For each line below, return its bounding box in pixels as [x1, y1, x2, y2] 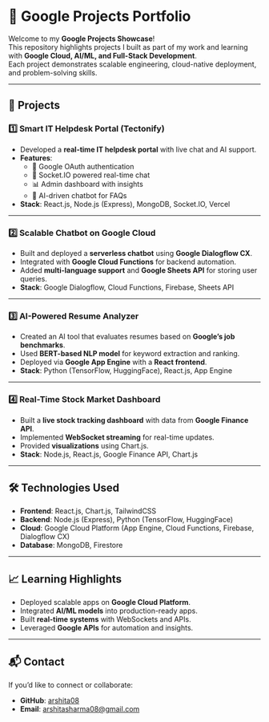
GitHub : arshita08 [19, 696, 80, 705]
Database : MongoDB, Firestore [19, 541, 123, 550]
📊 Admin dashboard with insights [31, 179, 144, 189]
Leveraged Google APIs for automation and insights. [19, 623, 194, 633]
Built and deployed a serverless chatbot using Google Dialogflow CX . [19, 248, 253, 258]
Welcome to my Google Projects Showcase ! [8, 34, 155, 43]
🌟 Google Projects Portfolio [8, 7, 191, 26]
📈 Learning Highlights [8, 572, 122, 586]
